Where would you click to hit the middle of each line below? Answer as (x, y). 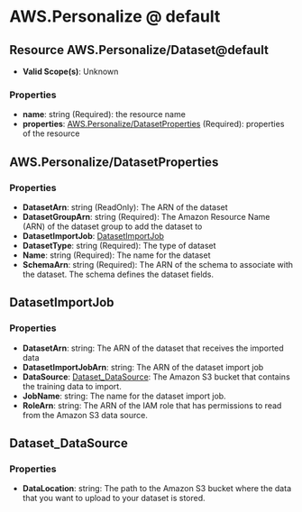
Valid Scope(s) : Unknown (70, 71)
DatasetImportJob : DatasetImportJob (93, 235)
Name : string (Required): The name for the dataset (116, 255)
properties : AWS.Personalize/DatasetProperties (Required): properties (153, 124)
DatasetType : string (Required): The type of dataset (119, 245)
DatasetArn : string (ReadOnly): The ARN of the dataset (125, 207)
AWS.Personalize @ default (115, 17)
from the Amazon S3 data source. (85, 415)
